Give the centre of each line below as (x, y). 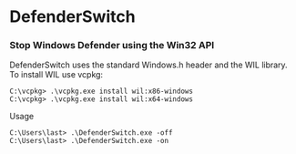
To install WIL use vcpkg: (56, 75)
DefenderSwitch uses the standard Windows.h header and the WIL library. (149, 65)
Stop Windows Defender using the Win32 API (112, 46)
